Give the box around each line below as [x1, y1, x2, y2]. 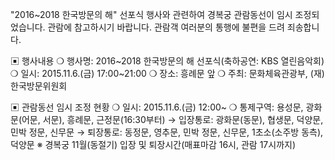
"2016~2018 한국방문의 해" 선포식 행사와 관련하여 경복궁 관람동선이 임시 [10, 9, 293, 20]
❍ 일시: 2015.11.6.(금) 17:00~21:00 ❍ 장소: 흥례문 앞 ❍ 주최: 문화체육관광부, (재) [10, 68, 325, 79]
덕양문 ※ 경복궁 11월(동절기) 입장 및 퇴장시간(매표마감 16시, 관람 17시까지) [10, 139, 296, 150]
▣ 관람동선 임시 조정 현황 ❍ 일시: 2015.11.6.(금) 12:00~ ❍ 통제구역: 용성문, [10, 101, 304, 113]
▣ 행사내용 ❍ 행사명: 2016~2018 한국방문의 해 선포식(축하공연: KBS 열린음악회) [10, 55, 325, 67]
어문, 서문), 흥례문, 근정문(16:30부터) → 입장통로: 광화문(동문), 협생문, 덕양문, [21, 114, 324, 125]
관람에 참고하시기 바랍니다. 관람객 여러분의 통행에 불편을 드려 [47, 21, 285, 33]
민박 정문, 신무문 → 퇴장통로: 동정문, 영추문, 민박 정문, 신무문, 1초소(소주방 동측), [10, 126, 324, 138]
